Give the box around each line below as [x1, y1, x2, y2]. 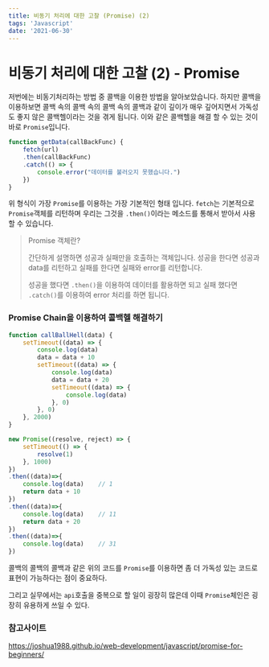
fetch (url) [22, 146, 59, 154]
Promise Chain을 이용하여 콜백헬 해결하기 [8, 312, 163, 323]
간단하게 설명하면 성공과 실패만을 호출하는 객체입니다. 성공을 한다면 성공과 [27, 253, 260, 262]
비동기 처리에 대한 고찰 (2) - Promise [8, 64, 240, 82]
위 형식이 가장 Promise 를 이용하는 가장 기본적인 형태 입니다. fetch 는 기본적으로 [8, 199, 255, 208]
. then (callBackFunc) [22, 154, 92, 162]
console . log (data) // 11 [22, 510, 116, 518]
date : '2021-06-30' [8, 27, 74, 35]
